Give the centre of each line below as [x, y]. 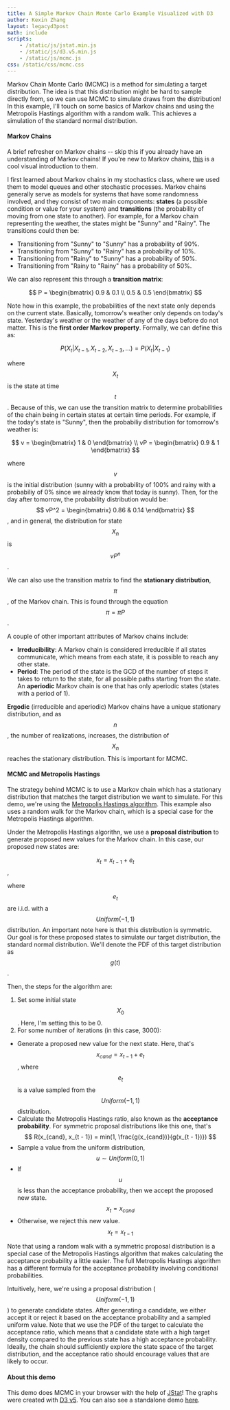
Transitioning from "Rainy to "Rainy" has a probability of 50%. [104, 266]
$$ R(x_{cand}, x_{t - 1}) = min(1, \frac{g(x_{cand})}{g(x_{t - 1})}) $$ [120, 1137]
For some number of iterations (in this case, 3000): [89, 1030]
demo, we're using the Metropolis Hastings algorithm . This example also [109, 804]
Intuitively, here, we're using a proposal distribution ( [81, 1289]
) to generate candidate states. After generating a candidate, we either [107, 1310]
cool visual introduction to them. [53, 166]
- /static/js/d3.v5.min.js [58, 52]
